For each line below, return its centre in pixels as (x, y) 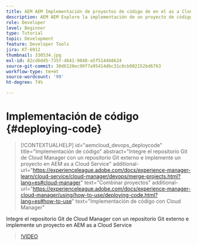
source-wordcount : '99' (35, 77)
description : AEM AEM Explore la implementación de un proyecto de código (99, 17)
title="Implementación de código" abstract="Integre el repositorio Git (104, 151)
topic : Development (30, 39)
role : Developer (26, 22)
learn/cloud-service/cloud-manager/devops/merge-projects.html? (100, 176)
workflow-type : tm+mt (33, 72)
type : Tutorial (25, 33)
